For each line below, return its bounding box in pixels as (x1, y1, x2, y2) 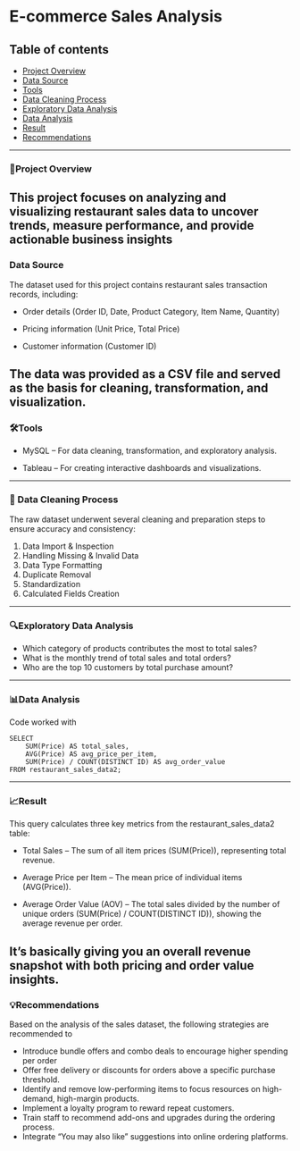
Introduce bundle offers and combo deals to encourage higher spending (21, 1046, 288, 1056)
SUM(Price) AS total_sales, (25, 742, 129, 752)
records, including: (9, 289, 79, 299)
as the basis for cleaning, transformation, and (9, 381, 269, 395)
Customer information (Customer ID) (21, 340, 157, 351)
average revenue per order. (21, 918, 123, 928)
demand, (21, 1093, 55, 1105)
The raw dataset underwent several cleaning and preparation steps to (9, 514, 266, 525)
